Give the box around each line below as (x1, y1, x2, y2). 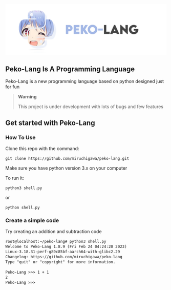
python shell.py (5, 205, 40, 210)
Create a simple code (5, 217, 59, 224)
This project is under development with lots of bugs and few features (17, 103, 164, 110)
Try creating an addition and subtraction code (5, 229, 102, 235)
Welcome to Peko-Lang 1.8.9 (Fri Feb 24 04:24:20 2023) (5, 244, 127, 250)
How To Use (5, 134, 36, 141)
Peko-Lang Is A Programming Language (5, 65, 135, 73)
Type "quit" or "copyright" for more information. (5, 260, 116, 265)
